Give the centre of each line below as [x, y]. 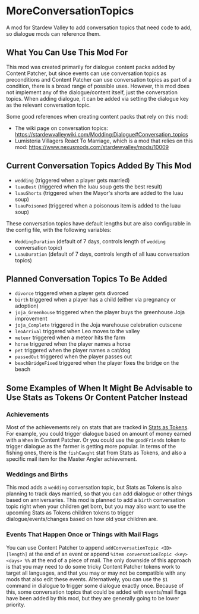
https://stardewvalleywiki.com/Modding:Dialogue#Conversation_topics [101, 134]
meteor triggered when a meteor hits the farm [70, 337]
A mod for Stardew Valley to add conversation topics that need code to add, [99, 27]
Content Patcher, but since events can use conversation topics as [86, 73]
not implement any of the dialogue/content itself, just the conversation [92, 92]
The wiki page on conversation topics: [61, 128]
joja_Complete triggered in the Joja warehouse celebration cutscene [98, 325]
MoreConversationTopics [70, 11]
